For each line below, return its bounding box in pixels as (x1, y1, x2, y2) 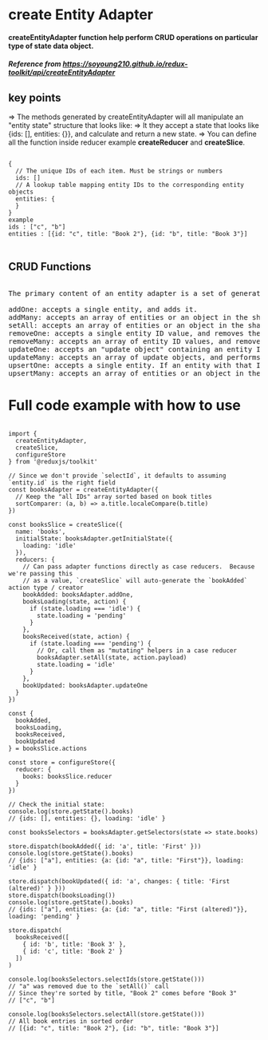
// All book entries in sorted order (8, 1017, 134, 1025)
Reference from (8, 59, 61, 69)
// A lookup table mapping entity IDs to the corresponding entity (15, 181, 245, 189)
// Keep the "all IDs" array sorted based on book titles (15, 492, 213, 500)
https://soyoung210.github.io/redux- (62, 59, 188, 69)
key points (8, 90, 61, 105)
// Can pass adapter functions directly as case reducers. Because (22, 562, 255, 571)
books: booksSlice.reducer (22, 772, 112, 780)
